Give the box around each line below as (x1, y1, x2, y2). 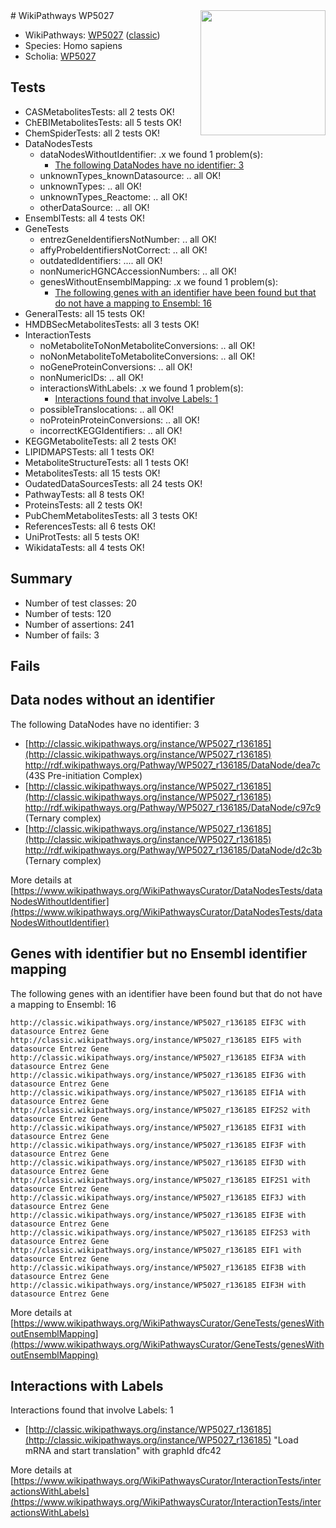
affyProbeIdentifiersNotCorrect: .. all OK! (39, 244, 208, 256)
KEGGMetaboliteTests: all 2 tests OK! (24, 435, 177, 447)
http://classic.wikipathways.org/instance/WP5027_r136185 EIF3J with (10, 1192, 307, 1203)
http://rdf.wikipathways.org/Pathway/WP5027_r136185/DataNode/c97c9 (24, 801, 322, 813)
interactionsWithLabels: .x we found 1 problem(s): (39, 382, 244, 394)
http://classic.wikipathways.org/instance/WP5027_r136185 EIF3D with (10, 1157, 307, 1168)
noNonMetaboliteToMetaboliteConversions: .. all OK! (39, 350, 256, 362)
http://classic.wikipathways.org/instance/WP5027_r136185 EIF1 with (10, 1245, 302, 1255)
